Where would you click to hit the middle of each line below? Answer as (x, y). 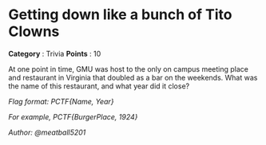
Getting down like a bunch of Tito (120, 15)
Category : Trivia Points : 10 (55, 53)
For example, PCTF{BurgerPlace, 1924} (73, 116)
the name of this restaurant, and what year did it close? (99, 86)
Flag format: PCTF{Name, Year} (61, 101)
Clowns (34, 31)
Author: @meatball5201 (47, 132)
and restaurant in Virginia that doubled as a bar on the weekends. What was (133, 77)
